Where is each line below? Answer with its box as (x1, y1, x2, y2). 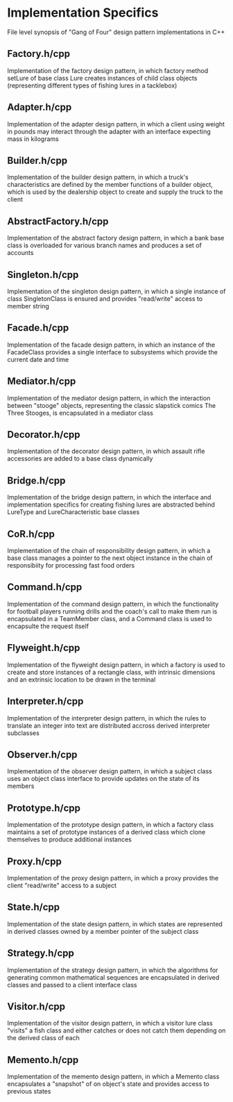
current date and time (7, 355, 69, 363)
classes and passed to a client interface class (7, 980, 137, 989)
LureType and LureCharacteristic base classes (7, 508, 140, 516)
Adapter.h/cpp (7, 101, 72, 113)
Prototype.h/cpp (7, 802, 81, 814)
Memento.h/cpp (7, 1054, 79, 1066)
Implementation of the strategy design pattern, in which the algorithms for (7, 966, 218, 974)
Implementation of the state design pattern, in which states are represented (7, 919, 223, 928)
